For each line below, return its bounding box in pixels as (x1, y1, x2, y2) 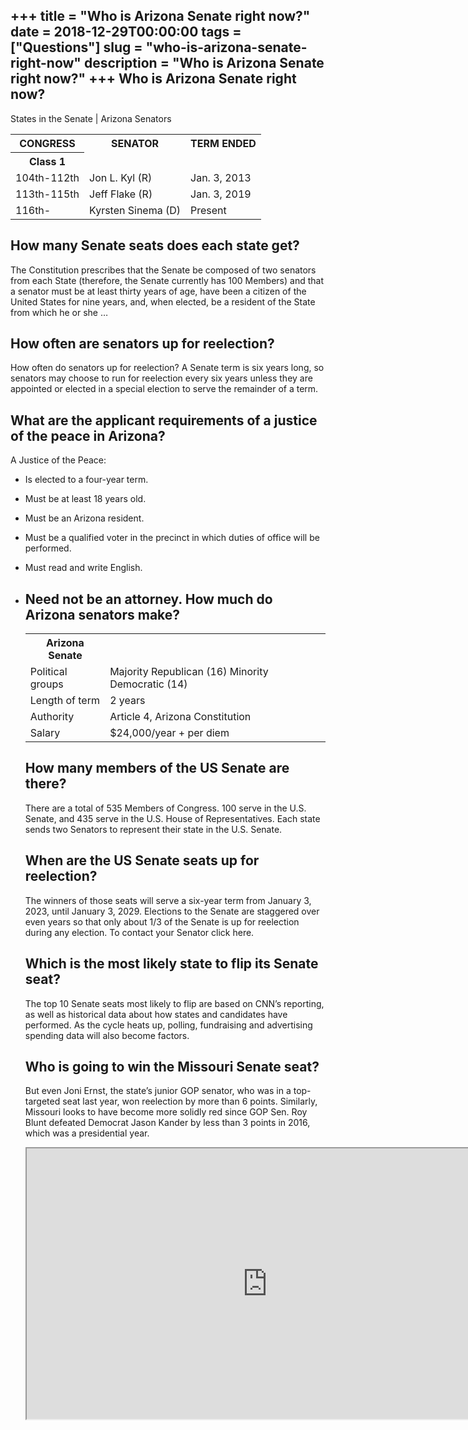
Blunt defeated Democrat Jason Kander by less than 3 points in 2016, (24, 1117, 311, 1129)
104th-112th (15, 170, 80, 184)
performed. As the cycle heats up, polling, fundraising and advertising (24, 1019, 313, 1031)
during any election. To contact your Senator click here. (24, 926, 255, 938)
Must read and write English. (24, 562, 143, 574)
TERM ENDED (190, 137, 257, 151)
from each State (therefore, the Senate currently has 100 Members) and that (10, 274, 324, 286)
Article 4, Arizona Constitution (109, 710, 252, 724)
